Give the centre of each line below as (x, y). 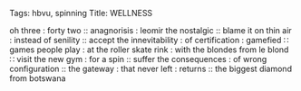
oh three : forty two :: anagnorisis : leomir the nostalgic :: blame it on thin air (150, 30)
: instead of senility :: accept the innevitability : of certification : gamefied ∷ (149, 40)
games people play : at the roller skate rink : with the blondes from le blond (149, 50)
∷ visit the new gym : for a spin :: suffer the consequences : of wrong (138, 59)
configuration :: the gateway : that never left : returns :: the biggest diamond (151, 68)
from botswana (38, 78)
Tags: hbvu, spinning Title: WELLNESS (81, 13)
